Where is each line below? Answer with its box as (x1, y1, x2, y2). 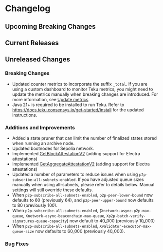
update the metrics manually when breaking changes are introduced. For (12, 91, 158, 97)
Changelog (5, 3, 51, 14)
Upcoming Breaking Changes (5, 22, 96, 31)
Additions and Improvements (5, 124, 75, 131)
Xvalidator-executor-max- (99, 224, 152, 229)
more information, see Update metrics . (12, 96, 90, 102)
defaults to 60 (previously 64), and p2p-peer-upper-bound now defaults (12, 197, 154, 203)
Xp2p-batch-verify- (106, 214, 146, 218)
